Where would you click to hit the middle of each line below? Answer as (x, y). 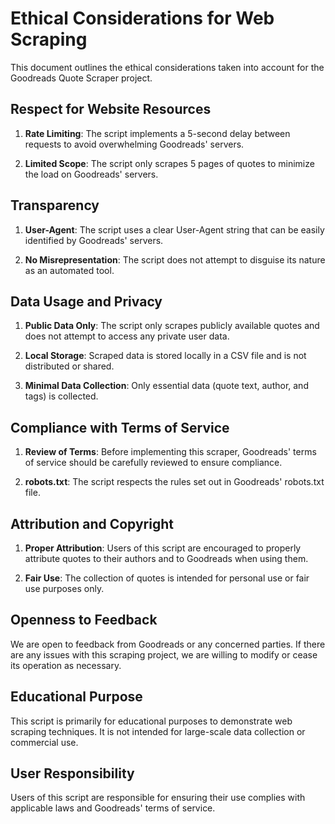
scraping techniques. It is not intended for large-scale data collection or (158, 731)
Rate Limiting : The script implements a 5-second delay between (157, 133)
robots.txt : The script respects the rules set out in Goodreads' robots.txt (174, 482)
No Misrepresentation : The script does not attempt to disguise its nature (175, 259)
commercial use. (44, 742)
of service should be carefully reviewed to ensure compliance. (153, 463)
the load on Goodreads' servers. (91, 174)
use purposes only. (64, 588)
